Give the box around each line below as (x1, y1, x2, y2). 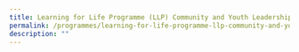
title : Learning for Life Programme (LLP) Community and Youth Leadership (9, 12, 293, 22)
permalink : (9, 21, 50, 30)
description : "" (9, 29, 69, 38)
